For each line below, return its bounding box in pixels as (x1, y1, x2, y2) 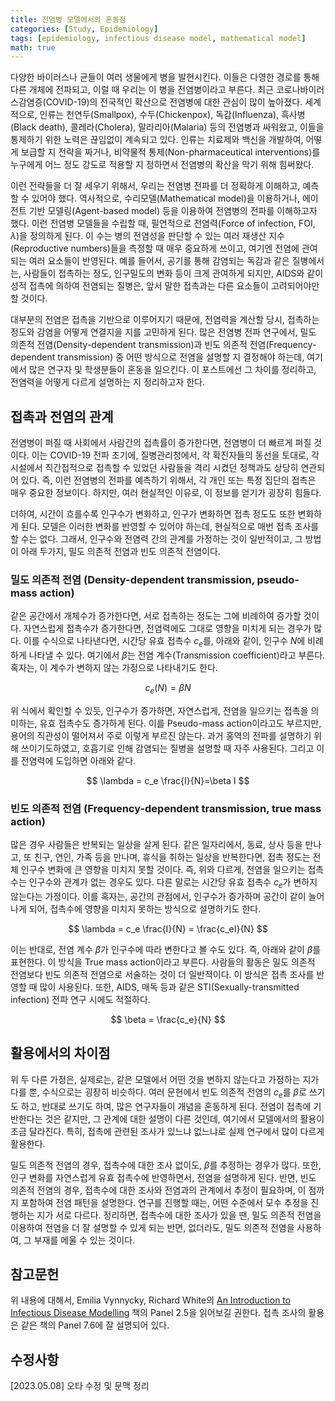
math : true (10, 42, 56, 53)
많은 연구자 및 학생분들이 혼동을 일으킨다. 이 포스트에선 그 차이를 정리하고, (28, 364, 317, 376)
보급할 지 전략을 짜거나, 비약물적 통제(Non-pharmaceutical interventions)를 (20, 146, 321, 158)
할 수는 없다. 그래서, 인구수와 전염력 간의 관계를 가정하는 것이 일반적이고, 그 (10, 533, 303, 545)
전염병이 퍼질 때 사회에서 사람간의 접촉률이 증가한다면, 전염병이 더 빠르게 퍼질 (10, 437, 312, 449)
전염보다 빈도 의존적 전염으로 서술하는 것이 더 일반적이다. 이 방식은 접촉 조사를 (10, 969, 315, 981)
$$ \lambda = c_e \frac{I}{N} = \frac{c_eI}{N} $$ (68, 923, 268, 935)
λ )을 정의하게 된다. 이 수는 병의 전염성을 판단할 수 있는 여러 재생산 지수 (10, 230, 285, 242)
